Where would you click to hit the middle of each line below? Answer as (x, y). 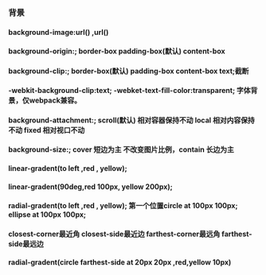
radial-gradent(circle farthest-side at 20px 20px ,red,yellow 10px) (120, 262)
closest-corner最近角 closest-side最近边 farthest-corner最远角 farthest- (130, 234)
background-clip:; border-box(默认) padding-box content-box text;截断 (129, 71)
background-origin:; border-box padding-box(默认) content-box (117, 51)
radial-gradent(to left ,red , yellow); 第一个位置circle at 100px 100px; (123, 206)
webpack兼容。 (55, 100)
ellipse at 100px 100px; (47, 215)
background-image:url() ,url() (59, 32)
